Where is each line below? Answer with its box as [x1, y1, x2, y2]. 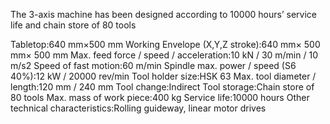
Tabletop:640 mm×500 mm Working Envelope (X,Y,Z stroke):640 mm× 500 [10, 39, 321, 50]
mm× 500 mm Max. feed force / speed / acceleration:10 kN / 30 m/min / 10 [10, 49, 318, 61]
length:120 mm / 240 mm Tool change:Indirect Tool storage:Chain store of [10, 81, 315, 93]
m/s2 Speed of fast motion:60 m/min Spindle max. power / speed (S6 [10, 60, 297, 71]
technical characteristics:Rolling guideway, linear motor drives [10, 102, 267, 114]
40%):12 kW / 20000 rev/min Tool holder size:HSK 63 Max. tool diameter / [10, 70, 317, 82]
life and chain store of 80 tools [10, 19, 137, 31]
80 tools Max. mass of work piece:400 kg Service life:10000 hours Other [10, 92, 310, 103]
